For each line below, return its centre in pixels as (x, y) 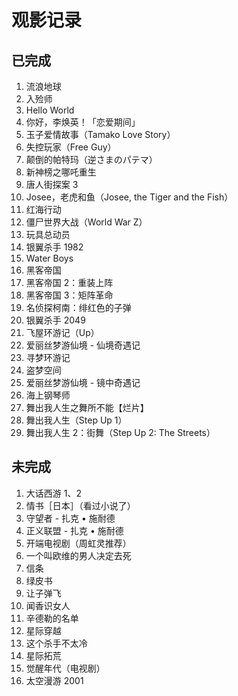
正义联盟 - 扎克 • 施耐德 (74, 530)
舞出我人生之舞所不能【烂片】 (87, 407)
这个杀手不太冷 (56, 643)
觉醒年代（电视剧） (65, 668)
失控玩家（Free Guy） (71, 147)
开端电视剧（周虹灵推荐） (78, 543)
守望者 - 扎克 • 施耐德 (70, 518)
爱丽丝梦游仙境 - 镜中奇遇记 (83, 382)
